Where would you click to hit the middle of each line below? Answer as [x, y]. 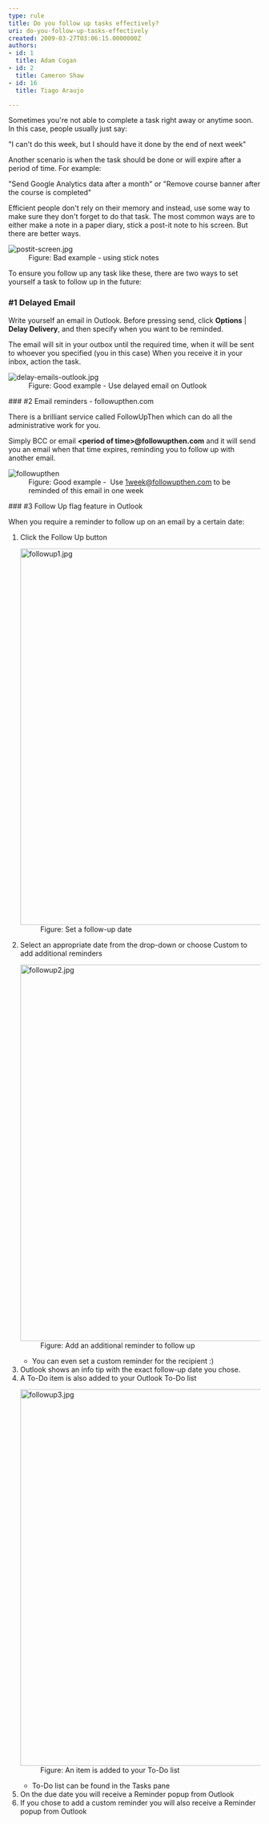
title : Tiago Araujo [50, 90]
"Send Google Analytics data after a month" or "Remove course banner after [134, 184]
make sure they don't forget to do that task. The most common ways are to [132, 217]
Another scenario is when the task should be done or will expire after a [125, 160]
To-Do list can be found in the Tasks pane [101, 1785]
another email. [32, 458]
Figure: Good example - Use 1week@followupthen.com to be [129, 482]
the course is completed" [50, 193]
